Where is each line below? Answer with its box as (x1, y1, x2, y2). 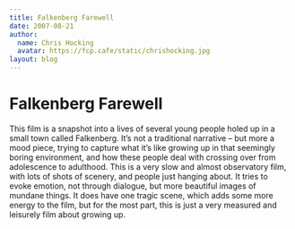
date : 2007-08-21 (9, 22, 74, 31)
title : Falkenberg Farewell (9, 13, 115, 22)
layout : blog (9, 55, 58, 64)
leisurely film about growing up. (9, 208, 126, 220)
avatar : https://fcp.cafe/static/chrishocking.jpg (17, 47, 211, 56)
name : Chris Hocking (17, 38, 94, 48)
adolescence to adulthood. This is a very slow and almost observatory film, (9, 161, 287, 172)
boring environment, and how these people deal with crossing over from (9, 152, 276, 163)
